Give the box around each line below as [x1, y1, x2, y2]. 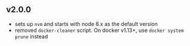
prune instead [14, 32, 48, 40]
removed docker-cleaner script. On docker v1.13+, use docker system [14, 27, 184, 34]
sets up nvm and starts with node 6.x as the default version [14, 20, 158, 27]
